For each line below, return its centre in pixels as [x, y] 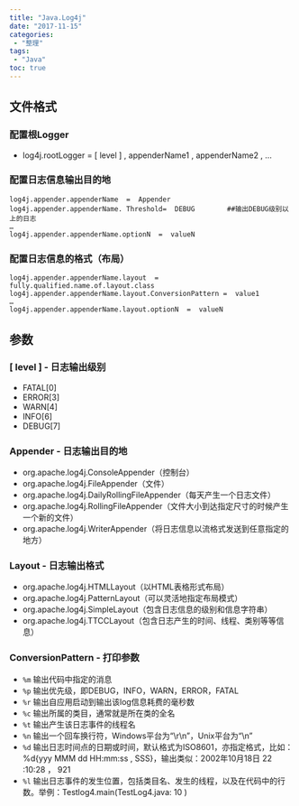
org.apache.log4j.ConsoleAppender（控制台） [108, 472]
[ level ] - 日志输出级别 [58, 367]
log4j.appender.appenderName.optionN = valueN [102, 234]
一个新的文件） [50, 518]
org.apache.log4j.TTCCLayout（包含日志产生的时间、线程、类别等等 [149, 621]
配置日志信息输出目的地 [60, 180]
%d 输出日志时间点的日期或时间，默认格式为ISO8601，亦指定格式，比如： [158, 746]
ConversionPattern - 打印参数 [74, 658]
